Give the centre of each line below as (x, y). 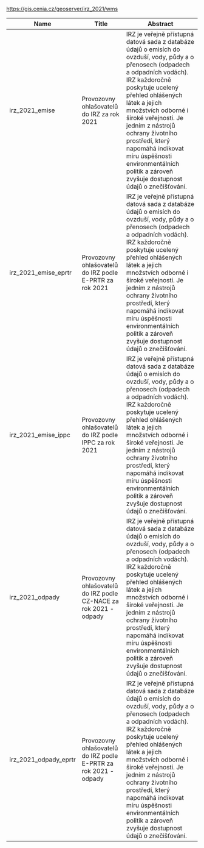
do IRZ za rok (100, 114)
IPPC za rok (98, 443)
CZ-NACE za (100, 601)
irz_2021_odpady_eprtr (42, 760)
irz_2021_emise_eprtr (40, 273)
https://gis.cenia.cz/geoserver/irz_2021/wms (62, 9)
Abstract (161, 24)
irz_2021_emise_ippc (40, 435)
